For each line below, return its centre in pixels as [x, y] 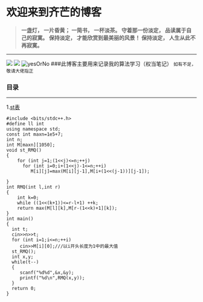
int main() [20, 219]
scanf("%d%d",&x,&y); [47, 273]
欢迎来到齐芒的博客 [54, 12]
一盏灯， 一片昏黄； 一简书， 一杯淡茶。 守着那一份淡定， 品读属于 [104, 30]
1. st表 [13, 107]
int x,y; [23, 257]
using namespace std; [34, 129]
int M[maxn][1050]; [31, 145]
